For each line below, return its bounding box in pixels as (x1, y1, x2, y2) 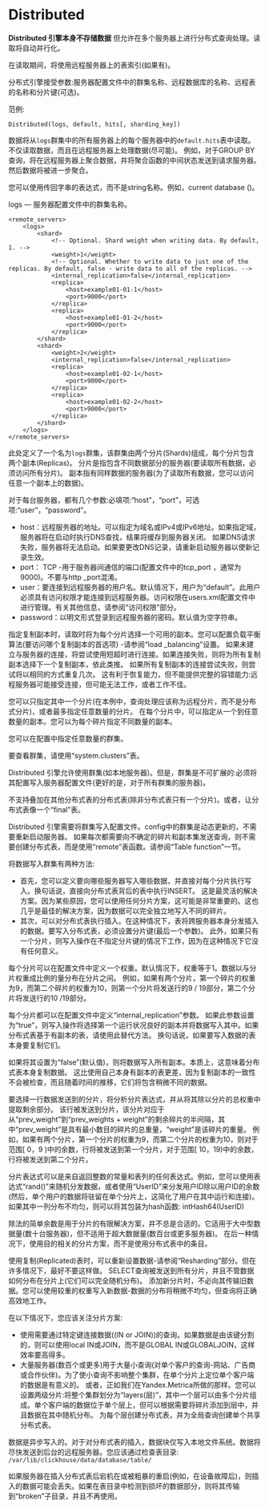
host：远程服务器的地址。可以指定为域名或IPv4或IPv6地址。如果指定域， (19, 522, 261, 532)
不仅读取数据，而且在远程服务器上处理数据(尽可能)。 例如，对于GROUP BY (8, 145, 255, 155)
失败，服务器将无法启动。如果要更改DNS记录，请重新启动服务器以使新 (19, 542, 253, 552)
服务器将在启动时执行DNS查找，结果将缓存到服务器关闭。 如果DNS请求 (19, 532, 256, 542)
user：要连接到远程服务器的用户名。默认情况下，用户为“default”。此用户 (19, 582, 261, 592)
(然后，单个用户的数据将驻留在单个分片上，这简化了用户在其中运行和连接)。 (8, 1191, 259, 1201)
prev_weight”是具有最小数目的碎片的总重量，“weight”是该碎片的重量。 (18, 1124, 251, 1134)
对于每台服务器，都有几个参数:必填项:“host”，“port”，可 (8, 495, 193, 504)
